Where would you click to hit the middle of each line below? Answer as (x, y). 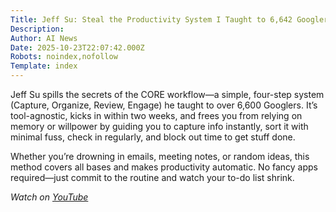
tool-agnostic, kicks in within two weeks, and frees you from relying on (156, 115)
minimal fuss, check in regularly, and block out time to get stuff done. (153, 137)
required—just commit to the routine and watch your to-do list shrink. (152, 177)
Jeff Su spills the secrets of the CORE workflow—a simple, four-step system (167, 94)
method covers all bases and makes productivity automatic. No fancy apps (164, 167)
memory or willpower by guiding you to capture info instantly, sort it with (159, 126)
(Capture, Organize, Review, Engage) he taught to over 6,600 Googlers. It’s (164, 105)
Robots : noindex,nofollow (64, 57)
